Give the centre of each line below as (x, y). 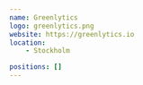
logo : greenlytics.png (52, 26)
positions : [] (36, 67)
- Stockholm (48, 51)
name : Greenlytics (44, 17)
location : (28, 42)
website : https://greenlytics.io (72, 34)
